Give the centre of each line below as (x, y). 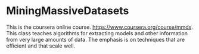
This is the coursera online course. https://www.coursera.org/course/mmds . (100, 27)
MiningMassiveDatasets (68, 11)
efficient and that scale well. (41, 46)
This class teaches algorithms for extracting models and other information (97, 33)
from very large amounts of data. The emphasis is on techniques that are (96, 39)
